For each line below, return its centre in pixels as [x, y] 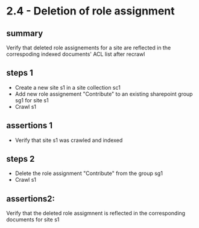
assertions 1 [30, 125]
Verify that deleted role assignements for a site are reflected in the [89, 48]
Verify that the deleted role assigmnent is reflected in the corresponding [96, 213]
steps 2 [21, 159]
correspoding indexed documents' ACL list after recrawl [76, 54]
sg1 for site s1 [32, 100]
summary [25, 33]
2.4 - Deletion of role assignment [90, 11]
